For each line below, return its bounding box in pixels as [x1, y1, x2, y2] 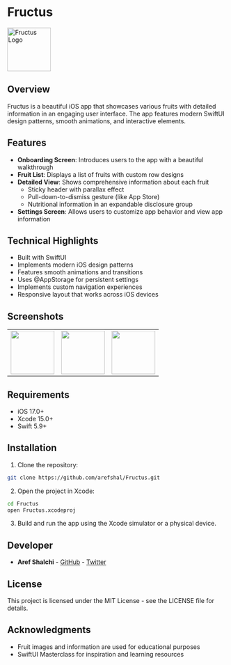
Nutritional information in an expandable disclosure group [27, 200, 193, 208]
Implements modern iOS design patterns [17, 260, 134, 269]
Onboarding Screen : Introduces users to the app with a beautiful [17, 155, 204, 164]
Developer [7, 539, 54, 551]
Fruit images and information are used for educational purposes [17, 642, 200, 651]
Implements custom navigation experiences [17, 283, 143, 291]
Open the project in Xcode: [17, 487, 95, 495]
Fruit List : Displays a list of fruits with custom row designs [17, 170, 184, 178]
